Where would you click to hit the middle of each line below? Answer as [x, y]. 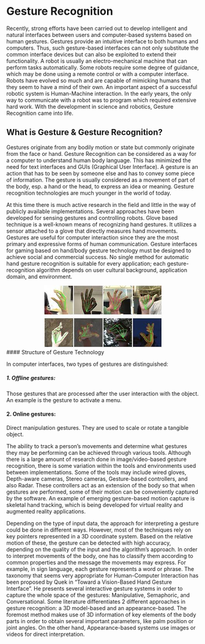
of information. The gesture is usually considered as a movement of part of [101, 180]
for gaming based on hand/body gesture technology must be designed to [99, 250]
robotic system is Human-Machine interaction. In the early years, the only [99, 93]
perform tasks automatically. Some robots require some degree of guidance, [103, 67]
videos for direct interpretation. [46, 634]
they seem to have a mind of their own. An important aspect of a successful [102, 87]
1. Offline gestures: [31, 378]
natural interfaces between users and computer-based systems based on [99, 34]
